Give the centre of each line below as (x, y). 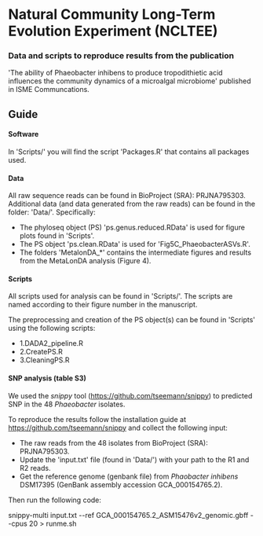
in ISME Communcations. (49, 90)
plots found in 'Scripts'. (57, 236)
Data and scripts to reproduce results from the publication (121, 56)
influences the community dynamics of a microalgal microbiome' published (130, 81)
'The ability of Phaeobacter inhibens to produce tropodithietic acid (115, 73)
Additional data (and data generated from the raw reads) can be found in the (132, 204)
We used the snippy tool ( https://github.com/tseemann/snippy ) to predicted (130, 395)
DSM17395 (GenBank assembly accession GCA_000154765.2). (121, 484)
